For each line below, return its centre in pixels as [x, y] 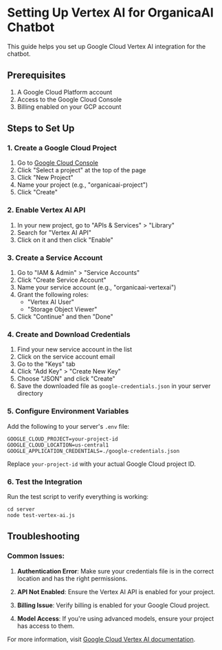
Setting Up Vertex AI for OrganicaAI [111, 13]
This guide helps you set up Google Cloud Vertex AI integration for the [107, 46]
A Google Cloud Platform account [65, 92]
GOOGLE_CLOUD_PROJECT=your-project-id [63, 439]
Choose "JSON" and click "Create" [66, 379]
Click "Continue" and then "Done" [65, 317]
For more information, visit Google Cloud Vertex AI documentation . [101, 639]
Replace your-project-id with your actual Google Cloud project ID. [101, 464]
